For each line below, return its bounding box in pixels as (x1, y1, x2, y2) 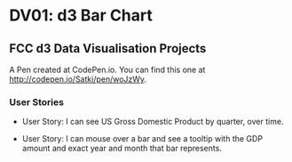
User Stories (9, 95, 65, 108)
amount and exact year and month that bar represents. (21, 143, 222, 154)
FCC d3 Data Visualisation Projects (9, 41, 207, 56)
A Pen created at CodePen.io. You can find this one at (9, 64, 206, 75)
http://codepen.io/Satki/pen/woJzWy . (9, 74, 147, 85)
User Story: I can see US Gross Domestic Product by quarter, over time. (21, 117, 284, 127)
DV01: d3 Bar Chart (9, 5, 154, 26)
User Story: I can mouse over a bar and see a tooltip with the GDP (21, 134, 264, 144)
